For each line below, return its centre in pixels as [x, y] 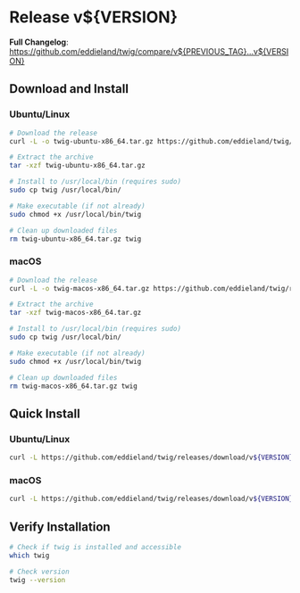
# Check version [39, 572]
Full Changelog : [39, 42]
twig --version [37, 580]
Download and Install [69, 89]
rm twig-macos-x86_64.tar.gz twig [74, 386]
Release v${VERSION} [94, 17]
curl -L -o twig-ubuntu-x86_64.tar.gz [81, 141]
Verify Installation [60, 527]
